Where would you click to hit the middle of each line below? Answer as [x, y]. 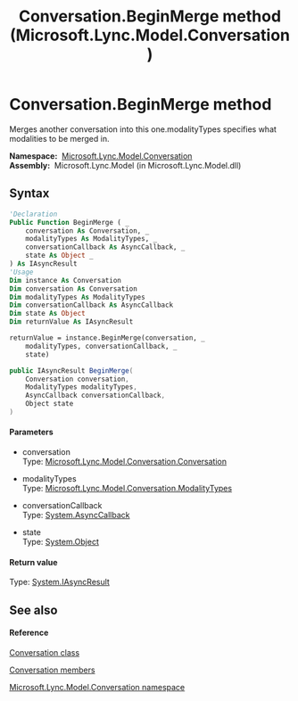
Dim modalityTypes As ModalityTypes [77, 297]
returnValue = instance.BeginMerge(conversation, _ [107, 338]
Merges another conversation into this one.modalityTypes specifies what [143, 129]
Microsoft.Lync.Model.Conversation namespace [97, 687]
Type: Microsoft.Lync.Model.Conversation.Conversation [124, 462]
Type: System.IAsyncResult [59, 582]
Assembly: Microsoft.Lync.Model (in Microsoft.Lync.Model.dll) [125, 165]
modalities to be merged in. [59, 138]
